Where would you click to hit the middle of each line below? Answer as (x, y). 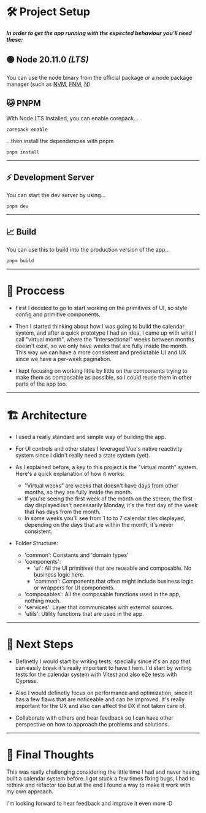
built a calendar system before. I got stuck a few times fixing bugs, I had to (101, 778)
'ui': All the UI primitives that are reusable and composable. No (113, 568)
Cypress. (27, 681)
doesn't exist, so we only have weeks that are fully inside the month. (101, 346)
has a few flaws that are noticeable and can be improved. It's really (100, 699)
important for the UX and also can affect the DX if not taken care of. (101, 706)
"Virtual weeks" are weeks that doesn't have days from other (101, 486)
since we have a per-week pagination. (63, 359)
